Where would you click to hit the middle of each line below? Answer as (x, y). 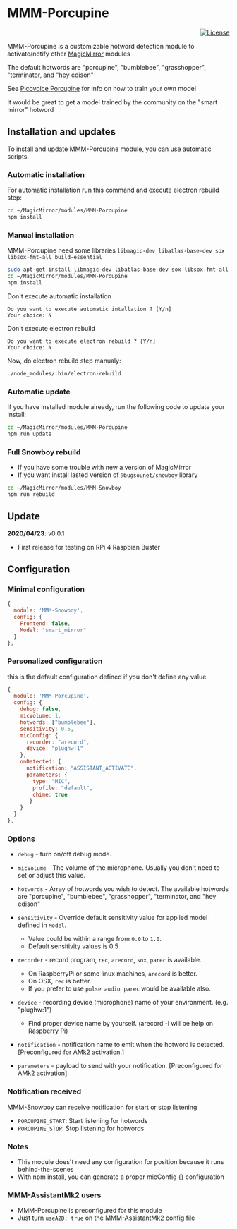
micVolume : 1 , (41, 716)
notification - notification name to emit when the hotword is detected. (121, 1045)
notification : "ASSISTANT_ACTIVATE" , (81, 768)
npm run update (30, 434)
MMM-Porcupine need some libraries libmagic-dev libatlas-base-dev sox (116, 250)
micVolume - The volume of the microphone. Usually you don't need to (119, 868)
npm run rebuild (31, 494)
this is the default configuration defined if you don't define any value (107, 677)
